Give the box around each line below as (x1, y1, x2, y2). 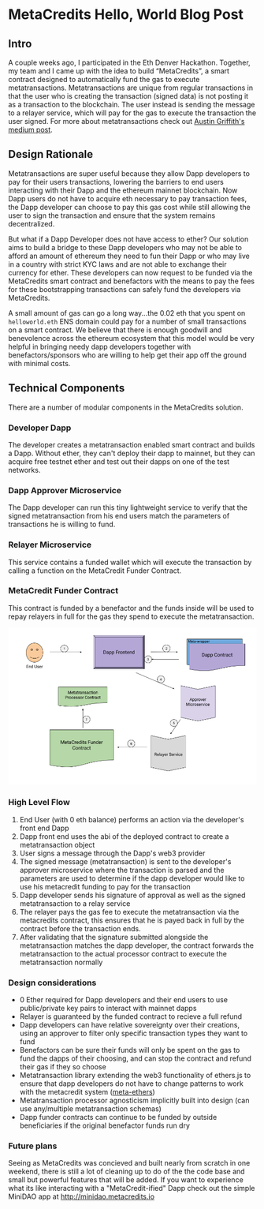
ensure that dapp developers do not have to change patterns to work (19, 1079, 244, 1088)
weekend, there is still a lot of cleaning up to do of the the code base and (8, 1166, 246, 1177)
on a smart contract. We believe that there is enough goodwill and (8, 325, 222, 335)
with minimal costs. (8, 358, 71, 368)
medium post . (8, 125, 53, 134)
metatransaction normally (19, 957, 103, 967)
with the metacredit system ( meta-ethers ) (19, 1087, 155, 1096)
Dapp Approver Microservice (8, 485, 122, 496)
